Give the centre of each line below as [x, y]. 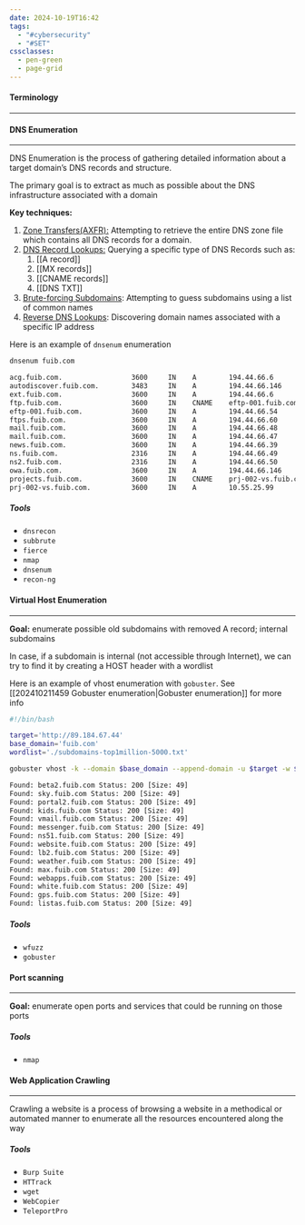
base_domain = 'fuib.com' [54, 744]
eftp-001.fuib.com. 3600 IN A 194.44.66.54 [144, 411]
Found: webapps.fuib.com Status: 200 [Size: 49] [103, 878]
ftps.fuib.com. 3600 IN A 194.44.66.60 [144, 420]
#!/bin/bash [32, 719]
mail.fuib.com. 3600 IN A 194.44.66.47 [144, 437]
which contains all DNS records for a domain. [107, 240]
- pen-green [40, 60]
